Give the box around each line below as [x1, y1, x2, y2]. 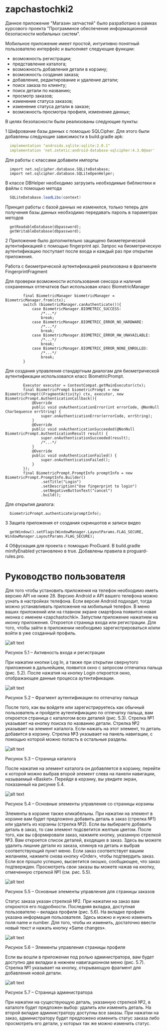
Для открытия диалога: [5, 501, 55, 507]
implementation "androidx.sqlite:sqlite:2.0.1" [9, 143, 111, 148]
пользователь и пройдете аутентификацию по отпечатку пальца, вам [5, 709, 154, 715]
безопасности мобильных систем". [5, 31, 81, 37]
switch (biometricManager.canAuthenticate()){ [23, 302, 122, 307]
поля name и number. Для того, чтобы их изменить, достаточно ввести [5, 919, 156, 925]
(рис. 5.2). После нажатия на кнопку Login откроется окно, [5, 670, 131, 676]
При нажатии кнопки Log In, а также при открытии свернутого [5, 659, 139, 665]
